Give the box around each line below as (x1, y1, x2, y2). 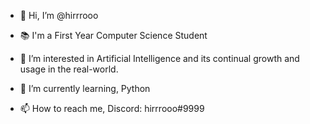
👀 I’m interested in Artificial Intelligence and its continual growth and (19, 53, 300, 64)
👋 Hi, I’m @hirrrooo (19, 10, 99, 21)
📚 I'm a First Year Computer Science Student (19, 30, 208, 41)
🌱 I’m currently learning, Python (19, 83, 151, 94)
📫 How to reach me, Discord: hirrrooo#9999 (19, 103, 205, 114)
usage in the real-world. (19, 63, 119, 75)
